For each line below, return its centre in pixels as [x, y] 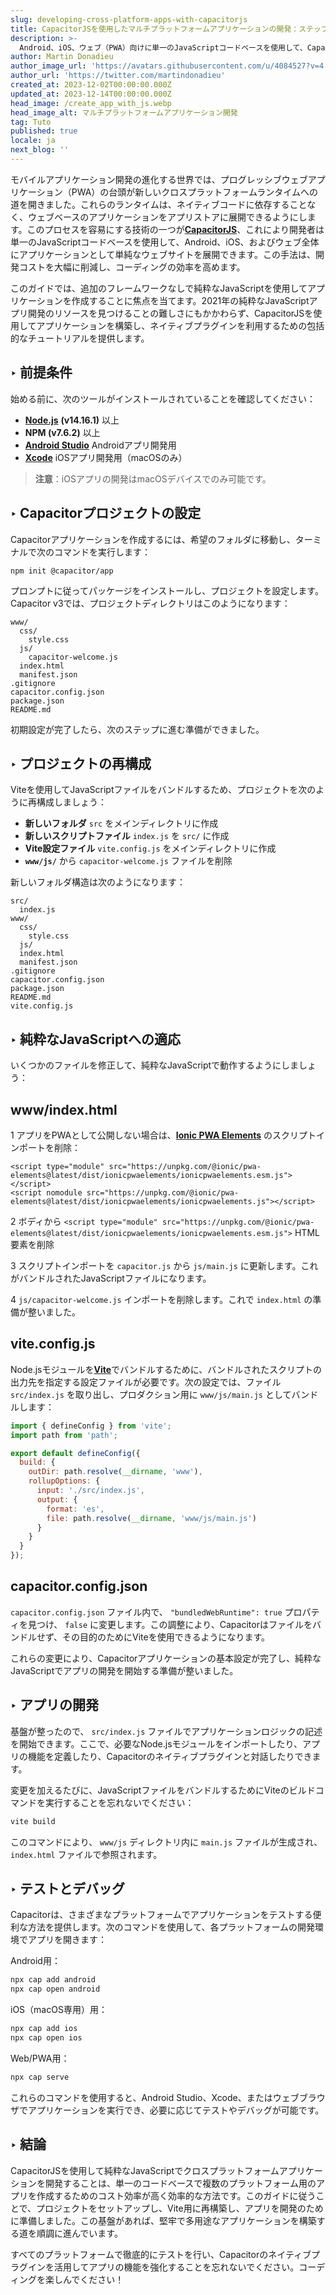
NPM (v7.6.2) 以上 [62, 432]
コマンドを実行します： [102, 552]
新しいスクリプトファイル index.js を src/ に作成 [127, 836]
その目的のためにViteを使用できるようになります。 [166, 1637]
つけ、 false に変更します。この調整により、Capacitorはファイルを [174, 1624]
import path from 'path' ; [64, 1435]
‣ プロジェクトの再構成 [81, 763]
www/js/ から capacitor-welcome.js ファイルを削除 [128, 861]
